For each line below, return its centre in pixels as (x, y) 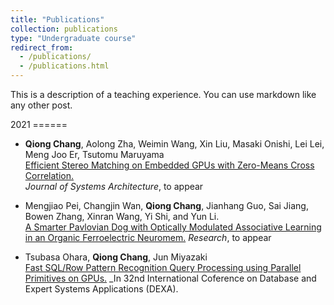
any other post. (41, 105)
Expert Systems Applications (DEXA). (101, 289)
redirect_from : (42, 47)
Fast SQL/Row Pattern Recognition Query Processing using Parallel (163, 267)
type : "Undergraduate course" (73, 38)
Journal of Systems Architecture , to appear (114, 186)
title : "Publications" (57, 19)
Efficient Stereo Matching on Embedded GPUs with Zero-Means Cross (169, 165)
